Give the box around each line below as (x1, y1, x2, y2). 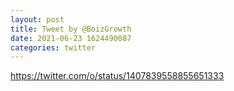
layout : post (10, 14, 65, 25)
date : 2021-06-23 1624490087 (10, 33, 132, 43)
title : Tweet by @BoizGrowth (10, 24, 132, 34)
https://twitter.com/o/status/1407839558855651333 (10, 70, 225, 82)
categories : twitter (10, 42, 97, 53)
